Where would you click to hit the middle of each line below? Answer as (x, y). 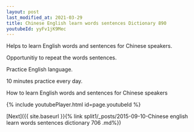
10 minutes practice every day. (45, 81)
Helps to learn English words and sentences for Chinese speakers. (89, 46)
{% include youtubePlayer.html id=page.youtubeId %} (74, 105)
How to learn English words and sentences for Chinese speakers (87, 93)
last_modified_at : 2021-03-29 (45, 18)
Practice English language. (39, 70)
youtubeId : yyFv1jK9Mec (36, 29)
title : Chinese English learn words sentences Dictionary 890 (86, 23)
